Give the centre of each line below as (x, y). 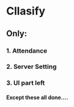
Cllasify (26, 11)
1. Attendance (27, 51)
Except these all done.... (37, 97)
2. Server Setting (32, 66)
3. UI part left (26, 83)
